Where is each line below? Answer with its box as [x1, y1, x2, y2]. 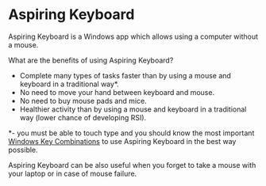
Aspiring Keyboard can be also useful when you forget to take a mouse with [8, 160, 256, 169]
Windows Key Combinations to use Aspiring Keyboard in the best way [8, 136, 237, 146]
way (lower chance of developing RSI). [19, 112, 147, 122]
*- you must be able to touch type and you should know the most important [8, 128, 255, 138]
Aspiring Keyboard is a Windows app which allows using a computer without [8, 32, 259, 41]
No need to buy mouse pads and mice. [19, 96, 147, 105]
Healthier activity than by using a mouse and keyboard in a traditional [19, 104, 247, 114]
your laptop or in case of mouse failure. [8, 169, 137, 178]
